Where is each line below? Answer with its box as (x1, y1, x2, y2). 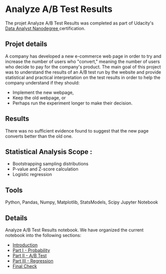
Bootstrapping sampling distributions (12, 161, 88, 167)
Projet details (5, 40, 47, 48)
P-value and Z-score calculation (12, 166, 78, 172)
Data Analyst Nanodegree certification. (5, 25, 85, 31)
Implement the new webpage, (12, 89, 74, 95)
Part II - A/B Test (12, 252, 47, 258)
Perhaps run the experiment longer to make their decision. (12, 100, 132, 106)
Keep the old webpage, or (12, 94, 66, 100)
